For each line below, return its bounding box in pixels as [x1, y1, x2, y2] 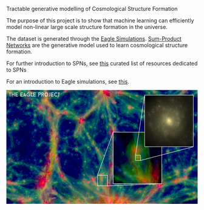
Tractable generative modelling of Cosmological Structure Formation [6, 5, 178, 12]
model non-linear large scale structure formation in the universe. [6, 24, 168, 30]
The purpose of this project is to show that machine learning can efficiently [6, 17, 194, 24]
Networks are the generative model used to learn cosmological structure [6, 42, 188, 49]
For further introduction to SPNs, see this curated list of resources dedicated [6, 60, 198, 67]
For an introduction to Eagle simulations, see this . [6, 78, 129, 85]
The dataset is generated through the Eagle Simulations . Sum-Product [6, 35, 182, 42]
